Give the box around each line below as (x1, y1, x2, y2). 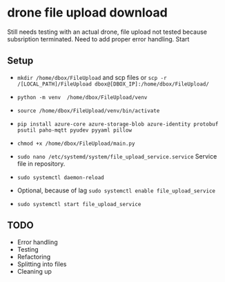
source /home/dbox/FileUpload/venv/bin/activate (17, 107, 160, 114)
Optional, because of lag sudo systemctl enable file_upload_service (17, 186, 216, 194)
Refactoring (17, 252, 51, 261)
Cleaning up (17, 267, 52, 275)
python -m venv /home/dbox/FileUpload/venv (17, 94, 148, 101)
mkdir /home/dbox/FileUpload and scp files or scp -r (17, 73, 167, 81)
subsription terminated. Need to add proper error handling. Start (7, 34, 190, 43)
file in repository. (17, 159, 66, 168)
